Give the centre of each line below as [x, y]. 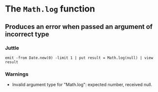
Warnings [17, 74]
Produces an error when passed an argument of [79, 27]
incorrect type [27, 34]
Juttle [12, 48]
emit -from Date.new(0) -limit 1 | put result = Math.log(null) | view [79, 58]
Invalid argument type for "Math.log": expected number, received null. [82, 85]
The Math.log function [50, 9]
